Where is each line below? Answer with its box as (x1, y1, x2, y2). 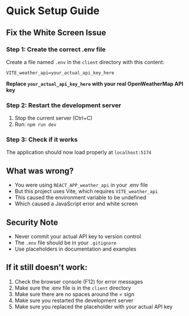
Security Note (6, 217, 58, 227)
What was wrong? (6, 166, 74, 176)
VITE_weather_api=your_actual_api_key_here (6, 69, 115, 76)
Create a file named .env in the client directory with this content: (6, 58, 165, 65)
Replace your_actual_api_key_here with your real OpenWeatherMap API (6, 80, 184, 87)
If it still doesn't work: (6, 262, 88, 272)
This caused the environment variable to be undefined (14, 194, 147, 201)
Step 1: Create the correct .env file (6, 45, 106, 54)
